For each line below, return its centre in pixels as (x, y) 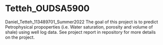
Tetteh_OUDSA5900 (47, 8)
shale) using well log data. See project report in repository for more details (81, 32)
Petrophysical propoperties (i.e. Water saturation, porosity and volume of (79, 27)
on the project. (20, 37)
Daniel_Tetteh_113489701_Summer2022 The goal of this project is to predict (82, 22)
